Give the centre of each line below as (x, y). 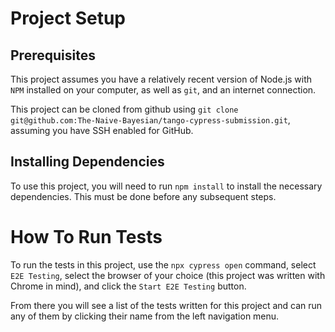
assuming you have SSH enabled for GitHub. (102, 130)
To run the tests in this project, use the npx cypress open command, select (163, 264)
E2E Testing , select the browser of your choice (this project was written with (168, 275)
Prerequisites (53, 55)
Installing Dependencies (87, 162)
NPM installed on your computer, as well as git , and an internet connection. (163, 90)
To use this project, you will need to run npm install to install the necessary (166, 186)
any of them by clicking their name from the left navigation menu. (145, 316)
